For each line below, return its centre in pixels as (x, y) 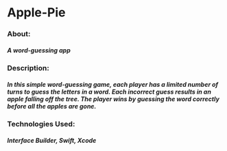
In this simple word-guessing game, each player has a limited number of (112, 84)
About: (19, 34)
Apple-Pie (36, 13)
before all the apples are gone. (52, 106)
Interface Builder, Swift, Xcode (52, 140)
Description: (28, 68)
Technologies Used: (41, 124)
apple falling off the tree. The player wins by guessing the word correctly (113, 99)
